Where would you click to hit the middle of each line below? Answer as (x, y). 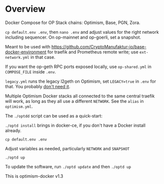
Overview (25, 9)
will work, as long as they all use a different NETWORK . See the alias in (74, 101)
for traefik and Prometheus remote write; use (93, 52)
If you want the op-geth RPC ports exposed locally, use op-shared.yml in (78, 67)
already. (13, 130)
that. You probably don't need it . (38, 86)
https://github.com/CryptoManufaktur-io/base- (99, 46)
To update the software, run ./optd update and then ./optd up (68, 166)
